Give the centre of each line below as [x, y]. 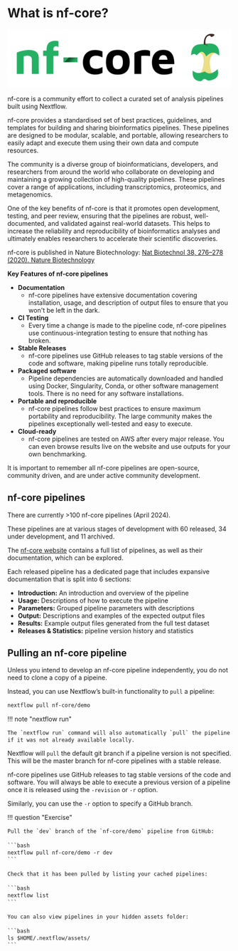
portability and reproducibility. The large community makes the [120, 416]
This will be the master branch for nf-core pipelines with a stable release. [114, 761]
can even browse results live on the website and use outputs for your [129, 446]
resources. [23, 150]
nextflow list [28, 895]
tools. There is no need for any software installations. [106, 393]
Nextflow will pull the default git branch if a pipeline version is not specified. [119, 754]
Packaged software [47, 370]
